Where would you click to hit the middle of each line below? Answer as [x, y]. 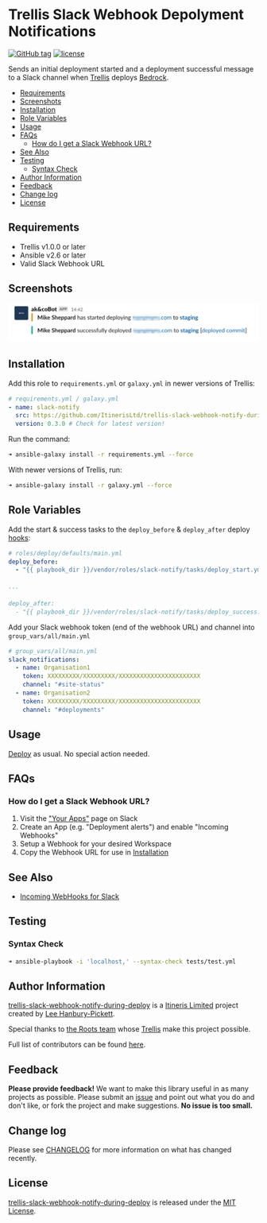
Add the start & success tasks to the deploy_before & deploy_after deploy [129, 529]
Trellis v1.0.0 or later [52, 246]
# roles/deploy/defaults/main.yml [66, 553]
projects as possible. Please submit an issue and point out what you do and [132, 1097]
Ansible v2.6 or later [53, 255]
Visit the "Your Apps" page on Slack [79, 819]
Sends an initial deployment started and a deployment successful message [131, 68]
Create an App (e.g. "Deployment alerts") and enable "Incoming [124, 827]
